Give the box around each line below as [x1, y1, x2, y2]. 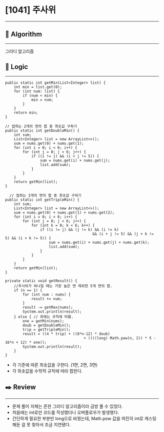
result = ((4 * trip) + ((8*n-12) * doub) [22, 331, 110, 336]
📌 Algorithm [5, 30, 42, 39]
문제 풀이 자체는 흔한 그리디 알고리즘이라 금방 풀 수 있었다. [12, 403, 123, 410]
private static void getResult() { [5, 278, 78, 283]
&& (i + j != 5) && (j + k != [92, 231, 154, 236]
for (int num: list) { [14, 89, 60, 94]
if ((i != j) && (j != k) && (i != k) [40, 227, 119, 232]
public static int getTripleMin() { [5, 197, 80, 202]
